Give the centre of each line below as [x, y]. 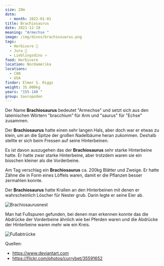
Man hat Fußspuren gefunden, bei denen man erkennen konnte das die [77, 214]
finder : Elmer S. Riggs [29, 82]
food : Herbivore [22, 60]
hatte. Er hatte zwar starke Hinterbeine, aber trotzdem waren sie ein [73, 156]
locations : [16, 69]
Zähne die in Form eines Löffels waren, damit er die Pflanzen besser [74, 175]
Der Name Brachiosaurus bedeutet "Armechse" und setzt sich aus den [77, 110]
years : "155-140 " [24, 92]
